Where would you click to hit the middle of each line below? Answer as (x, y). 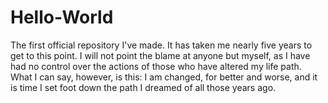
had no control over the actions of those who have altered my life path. (156, 66)
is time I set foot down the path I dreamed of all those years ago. (143, 87)
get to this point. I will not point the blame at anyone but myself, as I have (160, 55)
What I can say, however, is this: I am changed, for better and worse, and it (164, 77)
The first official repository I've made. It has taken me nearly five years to (161, 45)
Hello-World (62, 17)
